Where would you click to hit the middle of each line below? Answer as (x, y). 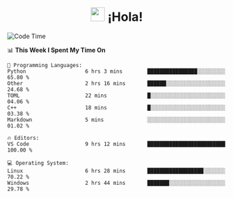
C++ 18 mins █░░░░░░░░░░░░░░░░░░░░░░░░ (116, 107)
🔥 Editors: (23, 138)
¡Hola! (125, 17)
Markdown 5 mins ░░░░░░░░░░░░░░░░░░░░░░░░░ (116, 120)
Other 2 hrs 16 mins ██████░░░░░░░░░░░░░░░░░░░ (116, 83)
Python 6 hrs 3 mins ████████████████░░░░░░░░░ (116, 71)
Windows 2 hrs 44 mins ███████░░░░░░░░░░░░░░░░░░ (116, 183)
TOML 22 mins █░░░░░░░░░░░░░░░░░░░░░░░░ (116, 96)
